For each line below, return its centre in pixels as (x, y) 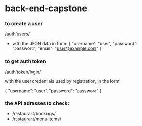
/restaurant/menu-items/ (37, 119)
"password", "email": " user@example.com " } (57, 48)
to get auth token (25, 61)
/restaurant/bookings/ (34, 114)
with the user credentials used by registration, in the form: (63, 81)
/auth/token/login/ (23, 72)
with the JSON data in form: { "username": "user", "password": (75, 44)
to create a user (24, 24)
